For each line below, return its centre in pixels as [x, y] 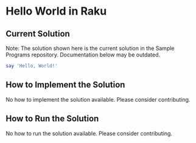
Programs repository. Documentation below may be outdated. [83, 55]
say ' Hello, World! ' [32, 66]
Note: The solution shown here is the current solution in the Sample [90, 48]
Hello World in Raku [56, 11]
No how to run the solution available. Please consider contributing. [89, 133]
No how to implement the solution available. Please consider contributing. [98, 99]
